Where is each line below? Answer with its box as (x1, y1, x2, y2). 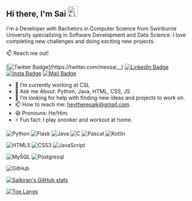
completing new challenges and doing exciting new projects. (6, 37, 155, 45)
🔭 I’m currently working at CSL (14, 81, 90, 89)
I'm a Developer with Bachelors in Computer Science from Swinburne (6, 25, 177, 32)
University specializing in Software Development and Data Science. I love (6, 31, 186, 38)
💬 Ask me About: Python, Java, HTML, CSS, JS (14, 87, 131, 95)
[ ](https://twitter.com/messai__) (6, 63, 123, 71)
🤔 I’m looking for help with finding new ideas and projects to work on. (14, 94, 185, 101)
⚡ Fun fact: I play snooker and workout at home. (14, 116, 133, 123)
